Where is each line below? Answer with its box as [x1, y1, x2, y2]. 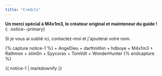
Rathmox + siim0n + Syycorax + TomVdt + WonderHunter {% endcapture [5, 50, 155, 56]
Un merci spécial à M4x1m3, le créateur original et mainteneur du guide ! [5, 21, 158, 27]
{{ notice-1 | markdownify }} [5, 65, 62, 71]
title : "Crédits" [5, 7, 41, 12]
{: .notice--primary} [5, 26, 46, 32]
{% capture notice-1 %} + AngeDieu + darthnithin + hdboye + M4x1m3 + [5, 45, 154, 51]
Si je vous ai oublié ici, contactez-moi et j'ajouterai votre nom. [5, 36, 131, 41]
